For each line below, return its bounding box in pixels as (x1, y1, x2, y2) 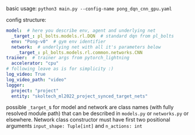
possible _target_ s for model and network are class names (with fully (6, 104, 174, 111)
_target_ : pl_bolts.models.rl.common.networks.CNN (16, 49, 143, 55)
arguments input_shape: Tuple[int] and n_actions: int (6, 123, 142, 130)
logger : (6, 82, 25, 88)
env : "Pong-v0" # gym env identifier (11, 38, 107, 45)
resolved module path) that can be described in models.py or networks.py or (6, 110, 189, 117)
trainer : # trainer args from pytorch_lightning (6, 55, 130, 61)
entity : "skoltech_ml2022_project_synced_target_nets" (11, 93, 148, 99)
